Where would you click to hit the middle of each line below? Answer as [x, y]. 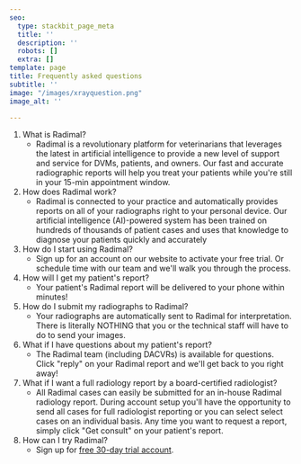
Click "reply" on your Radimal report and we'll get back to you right [160, 364]
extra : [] [35, 59]
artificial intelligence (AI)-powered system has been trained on [151, 220]
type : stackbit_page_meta [66, 26]
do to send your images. [80, 335]
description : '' [48, 43]
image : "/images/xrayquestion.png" [76, 93]
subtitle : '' [34, 85]
